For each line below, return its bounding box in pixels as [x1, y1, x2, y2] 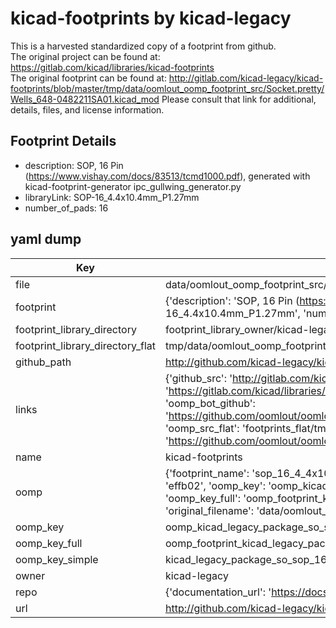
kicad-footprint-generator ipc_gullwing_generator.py [24, 180, 242, 192]
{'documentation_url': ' [164, 585, 272, 599]
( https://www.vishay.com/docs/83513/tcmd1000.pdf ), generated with [24, 170, 311, 182]
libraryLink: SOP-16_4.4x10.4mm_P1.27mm [24, 191, 200, 203]
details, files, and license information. [10, 103, 165, 116]
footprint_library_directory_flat [15, 338, 156, 352]
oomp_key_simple [15, 552, 99, 566]
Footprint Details [10, 133, 117, 150]
